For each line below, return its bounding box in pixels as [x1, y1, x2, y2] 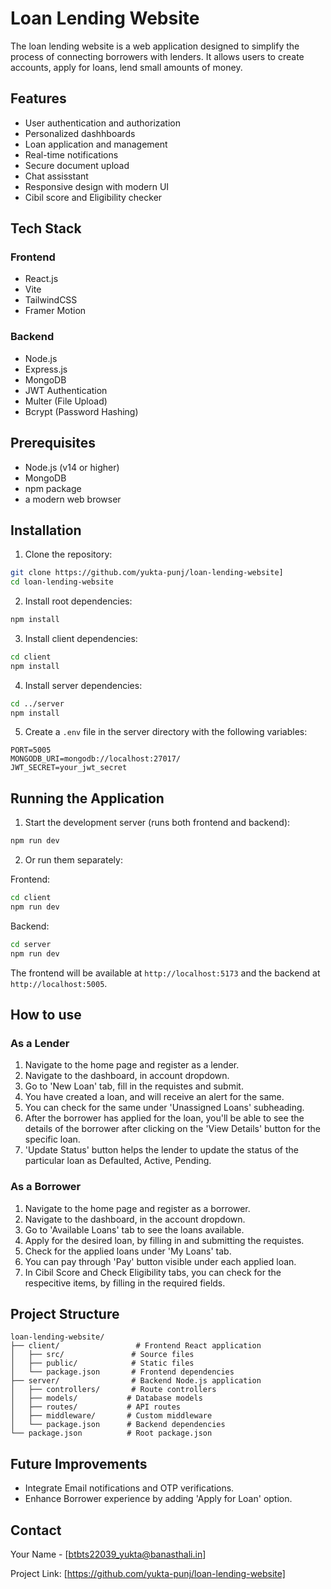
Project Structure [10, 1306, 120, 1323]
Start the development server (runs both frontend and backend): [24, 817, 291, 829]
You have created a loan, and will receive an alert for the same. [24, 1091, 285, 1103]
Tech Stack [10, 220, 82, 237]
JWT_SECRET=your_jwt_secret [10, 763, 128, 773]
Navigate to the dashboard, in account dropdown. [24, 1070, 230, 1082]
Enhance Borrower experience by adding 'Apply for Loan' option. [24, 1493, 293, 1505]
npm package [24, 482, 82, 494]
